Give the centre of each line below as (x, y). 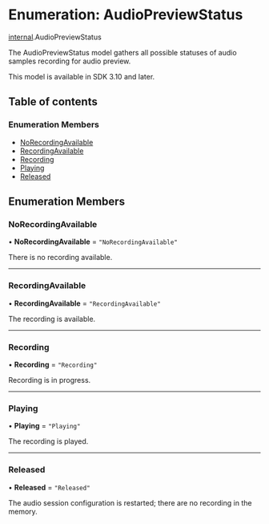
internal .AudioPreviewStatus (55, 37)
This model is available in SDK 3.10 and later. (82, 76)
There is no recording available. (60, 258)
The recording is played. (48, 441)
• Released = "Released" (49, 487)
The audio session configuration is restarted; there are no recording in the (130, 502)
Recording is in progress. (50, 380)
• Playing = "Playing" (44, 426)
